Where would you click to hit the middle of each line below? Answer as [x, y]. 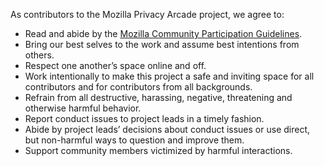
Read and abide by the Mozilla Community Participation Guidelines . [163, 33]
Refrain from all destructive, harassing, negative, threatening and [158, 97]
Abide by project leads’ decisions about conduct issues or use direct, [167, 129]
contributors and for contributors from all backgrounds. [138, 87]
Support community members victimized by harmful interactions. [158, 150]
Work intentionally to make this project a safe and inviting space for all [169, 76]
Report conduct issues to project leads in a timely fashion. [144, 118]
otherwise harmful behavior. [83, 108]
